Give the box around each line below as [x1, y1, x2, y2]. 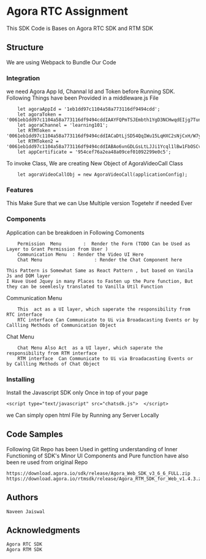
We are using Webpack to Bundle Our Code [6, 58, 116, 66]
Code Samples [6, 429, 63, 440]
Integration [6, 73, 40, 82]
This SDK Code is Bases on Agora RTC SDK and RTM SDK [6, 24, 153, 32]
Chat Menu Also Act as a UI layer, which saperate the [17, 345, 164, 351]
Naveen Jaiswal [6, 508, 45, 515]
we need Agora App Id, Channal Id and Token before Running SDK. [6, 88, 175, 96]
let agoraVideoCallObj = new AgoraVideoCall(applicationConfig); [17, 171, 188, 178]
